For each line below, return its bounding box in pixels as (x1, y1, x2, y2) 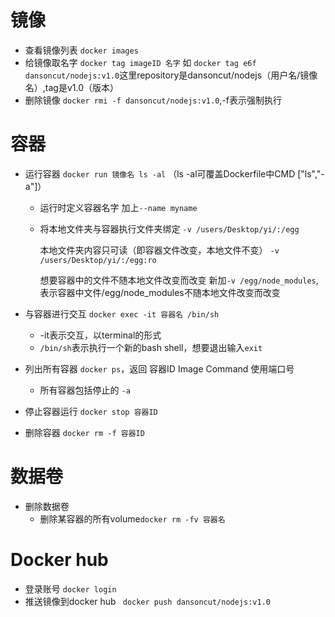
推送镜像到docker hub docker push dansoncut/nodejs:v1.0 (24, 595, 271, 607)
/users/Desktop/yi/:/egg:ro (39, 255, 157, 265)
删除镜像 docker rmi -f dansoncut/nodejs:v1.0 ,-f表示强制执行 (24, 94, 282, 106)
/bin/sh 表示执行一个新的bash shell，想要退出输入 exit (39, 341, 263, 353)
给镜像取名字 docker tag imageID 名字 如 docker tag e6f (24, 56, 257, 68)
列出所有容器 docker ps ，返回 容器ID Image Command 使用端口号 (24, 362, 295, 375)
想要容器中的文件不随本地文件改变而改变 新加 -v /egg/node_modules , (39, 274, 319, 286)
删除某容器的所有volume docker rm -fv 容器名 (39, 512, 226, 525)
